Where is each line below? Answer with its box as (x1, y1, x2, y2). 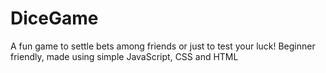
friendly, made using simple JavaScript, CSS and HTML (10, 50, 239, 62)
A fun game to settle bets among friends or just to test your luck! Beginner (10, 40, 316, 52)
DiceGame (10, 7, 99, 30)
